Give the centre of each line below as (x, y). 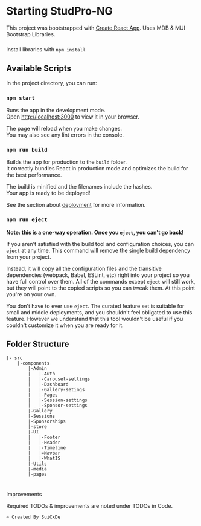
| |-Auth (42, 374)
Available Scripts (39, 69)
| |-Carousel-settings (59, 379)
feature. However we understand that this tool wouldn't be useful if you (95, 319)
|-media (37, 469)
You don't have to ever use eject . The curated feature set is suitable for (95, 306)
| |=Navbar (44, 453)
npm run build (27, 150)
